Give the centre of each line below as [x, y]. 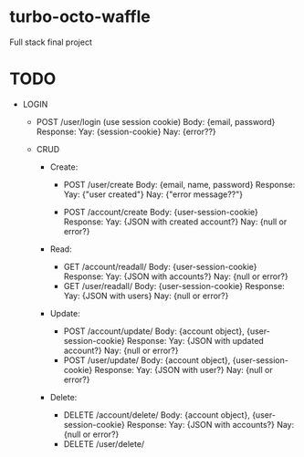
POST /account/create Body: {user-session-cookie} [161, 212]
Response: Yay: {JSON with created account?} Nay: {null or [175, 222]
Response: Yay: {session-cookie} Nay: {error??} [126, 131]
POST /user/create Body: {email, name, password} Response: [179, 184]
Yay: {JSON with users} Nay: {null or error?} [146, 296]
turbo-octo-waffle [80, 17]
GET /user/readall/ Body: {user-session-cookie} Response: [174, 286]
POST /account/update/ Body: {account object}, [154, 331]
